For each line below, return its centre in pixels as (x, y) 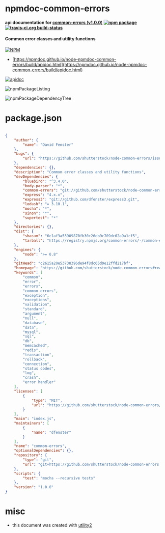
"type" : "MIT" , (47, 400)
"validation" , (37, 305)
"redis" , (32, 350)
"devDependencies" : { (36, 177)
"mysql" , (32, 332)
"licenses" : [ (28, 391)
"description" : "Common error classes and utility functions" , (80, 172)
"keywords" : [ (28, 273)
